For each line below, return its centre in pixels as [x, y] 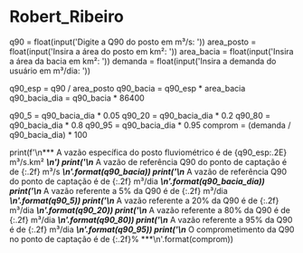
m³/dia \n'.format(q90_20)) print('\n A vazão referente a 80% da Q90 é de [150, 209]
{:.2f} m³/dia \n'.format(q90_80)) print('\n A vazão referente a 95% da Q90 [151, 219]
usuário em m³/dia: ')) [50, 71]
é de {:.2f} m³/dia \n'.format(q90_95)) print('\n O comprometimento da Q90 [152, 229]
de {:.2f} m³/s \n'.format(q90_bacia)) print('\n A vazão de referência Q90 [148, 171]
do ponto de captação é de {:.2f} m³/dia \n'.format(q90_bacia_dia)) [137, 181]
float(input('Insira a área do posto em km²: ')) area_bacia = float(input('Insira [151, 51]
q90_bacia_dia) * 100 [48, 134]
